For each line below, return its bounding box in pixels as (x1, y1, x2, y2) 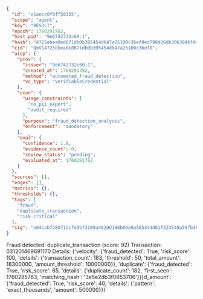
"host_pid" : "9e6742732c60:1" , (11, 34, 91, 40)
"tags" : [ (11, 196, 36, 202)
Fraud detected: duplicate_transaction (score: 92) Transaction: (6, 241, 162, 248)
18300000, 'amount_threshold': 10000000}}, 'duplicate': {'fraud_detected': (6, 260, 192, 268)
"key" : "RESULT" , (11, 22, 56, 28)
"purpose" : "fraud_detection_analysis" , (22, 118, 126, 124)
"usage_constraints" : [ (22, 95, 83, 101)
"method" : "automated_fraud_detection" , (22, 73, 126, 79)
